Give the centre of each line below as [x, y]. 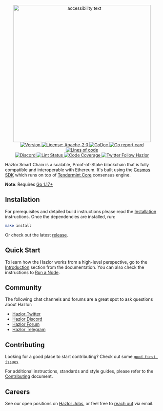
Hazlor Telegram [29, 330]
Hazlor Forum [26, 324]
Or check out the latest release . [37, 235]
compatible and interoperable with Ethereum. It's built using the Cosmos [78, 170]
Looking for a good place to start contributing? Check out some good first [81, 357]
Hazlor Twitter [26, 314]
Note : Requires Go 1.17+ [29, 184]
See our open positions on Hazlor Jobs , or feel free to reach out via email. [79, 403]
